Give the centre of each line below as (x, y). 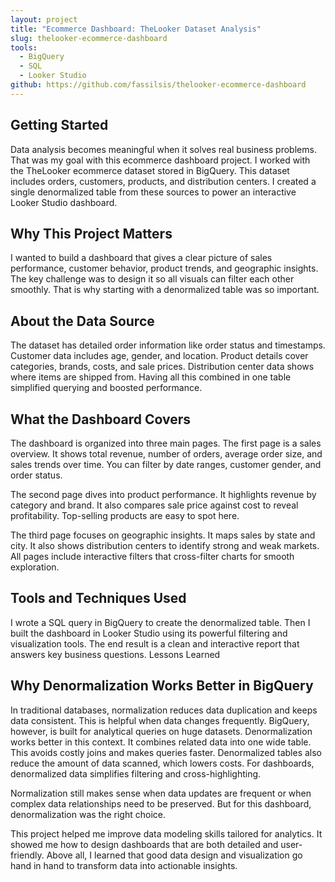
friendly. (27, 855)
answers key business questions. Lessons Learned (115, 654)
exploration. (35, 567)
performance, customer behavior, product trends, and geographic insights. (164, 268)
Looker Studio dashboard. (64, 202)
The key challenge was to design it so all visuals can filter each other (152, 279)
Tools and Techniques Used (98, 598)
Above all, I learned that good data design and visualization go (174, 855)
